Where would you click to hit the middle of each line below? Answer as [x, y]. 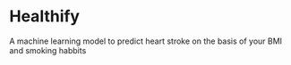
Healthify [45, 16]
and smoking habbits [48, 50]
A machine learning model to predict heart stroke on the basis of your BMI [146, 41]
